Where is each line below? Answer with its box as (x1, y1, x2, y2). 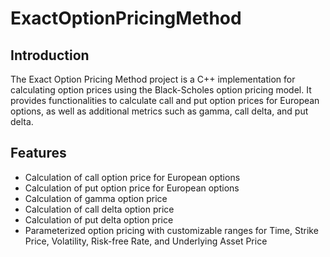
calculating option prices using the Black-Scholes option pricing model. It (10, 84, 312, 96)
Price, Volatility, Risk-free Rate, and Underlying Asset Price (24, 235, 268, 247)
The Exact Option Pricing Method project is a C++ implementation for (10, 73, 296, 85)
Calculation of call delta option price (24, 203, 175, 215)
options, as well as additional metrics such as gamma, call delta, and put (10, 105, 309, 117)
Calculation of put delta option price (24, 213, 174, 226)
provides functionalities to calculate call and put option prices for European (10, 95, 320, 106)
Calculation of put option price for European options (24, 182, 240, 194)
